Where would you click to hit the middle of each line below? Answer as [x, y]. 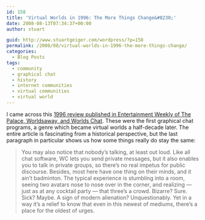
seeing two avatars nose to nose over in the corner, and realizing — [106, 185]
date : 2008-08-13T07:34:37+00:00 [49, 23]
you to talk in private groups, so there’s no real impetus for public [103, 165]
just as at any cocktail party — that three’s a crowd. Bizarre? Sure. [104, 191]
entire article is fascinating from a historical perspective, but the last [92, 134]
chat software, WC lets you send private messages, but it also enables [110, 158]
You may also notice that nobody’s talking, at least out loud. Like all [106, 152]
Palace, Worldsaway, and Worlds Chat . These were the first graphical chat [100, 120]
